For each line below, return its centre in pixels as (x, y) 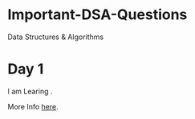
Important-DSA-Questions (97, 15)
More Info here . (33, 106)
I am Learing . (30, 91)
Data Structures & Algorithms (56, 37)
